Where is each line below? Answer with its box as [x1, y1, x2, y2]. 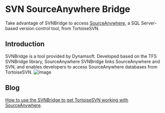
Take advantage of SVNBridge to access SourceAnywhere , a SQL [5, 20, 140, 26]
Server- [140, 20, 157, 26]
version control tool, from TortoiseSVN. [19, 25, 100, 31]
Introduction [5, 40, 45, 48]
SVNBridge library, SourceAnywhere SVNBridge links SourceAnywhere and [5, 58, 160, 64]
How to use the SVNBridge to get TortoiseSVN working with [5, 96, 128, 103]
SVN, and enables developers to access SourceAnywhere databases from [5, 63, 157, 69]
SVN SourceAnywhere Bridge [5, 3, 130, 15]
